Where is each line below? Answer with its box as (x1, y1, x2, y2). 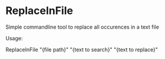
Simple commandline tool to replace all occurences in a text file (5, 23, 160, 30)
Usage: (5, 34, 23, 41)
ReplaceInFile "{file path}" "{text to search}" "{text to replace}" (5, 46, 159, 53)
